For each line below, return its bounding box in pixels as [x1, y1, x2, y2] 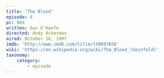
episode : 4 [6, 14, 33, 20]
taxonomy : [6, 52, 31, 58]
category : [16, 57, 41, 63]
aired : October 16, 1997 [6, 36, 67, 42]
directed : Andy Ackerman [6, 30, 67, 36]
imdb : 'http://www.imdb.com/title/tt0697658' [6, 42, 119, 48]
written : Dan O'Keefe [6, 25, 59, 31]
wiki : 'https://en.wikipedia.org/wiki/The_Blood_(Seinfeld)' [6, 47, 159, 53]
